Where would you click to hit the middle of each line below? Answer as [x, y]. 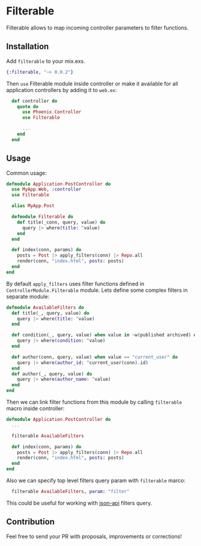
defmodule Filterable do [42, 217]
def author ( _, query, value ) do [52, 374]
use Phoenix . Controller [52, 112]
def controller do [35, 101]
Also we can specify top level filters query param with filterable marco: [96, 481]
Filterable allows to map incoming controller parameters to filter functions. [98, 28]
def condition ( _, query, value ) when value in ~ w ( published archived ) [101, 335]
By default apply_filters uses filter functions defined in [75, 284]
